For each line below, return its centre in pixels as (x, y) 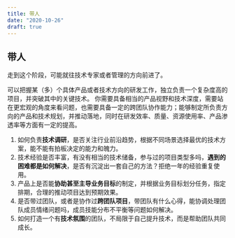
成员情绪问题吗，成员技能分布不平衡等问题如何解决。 (100, 210)
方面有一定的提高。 (53, 125)
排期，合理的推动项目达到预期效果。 (70, 192)
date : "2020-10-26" (36, 20)
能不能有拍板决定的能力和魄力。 (76, 148)
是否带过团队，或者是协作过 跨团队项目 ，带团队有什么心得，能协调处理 (119, 201)
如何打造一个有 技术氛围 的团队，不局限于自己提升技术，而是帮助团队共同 (121, 218)
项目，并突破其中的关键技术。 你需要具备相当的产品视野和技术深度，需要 (112, 99)
